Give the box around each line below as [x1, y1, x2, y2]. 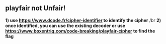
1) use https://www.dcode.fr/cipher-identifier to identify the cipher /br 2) [5, 17, 161, 23]
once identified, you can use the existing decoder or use [5, 22, 126, 28]
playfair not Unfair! [5, 4, 66, 12]
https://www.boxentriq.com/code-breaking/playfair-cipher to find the [5, 27, 155, 34]
